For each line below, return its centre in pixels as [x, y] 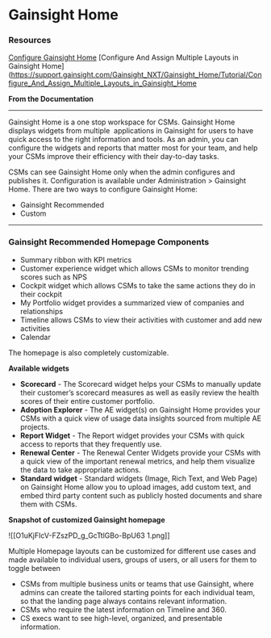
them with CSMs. [48, 504]
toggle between [34, 568]
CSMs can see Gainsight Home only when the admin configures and [122, 172]
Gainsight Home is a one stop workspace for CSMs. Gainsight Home [122, 122]
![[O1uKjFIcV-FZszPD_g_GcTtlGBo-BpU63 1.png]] [90, 535]
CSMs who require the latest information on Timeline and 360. [123, 609]
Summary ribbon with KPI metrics [76, 259]
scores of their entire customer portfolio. [87, 401]
